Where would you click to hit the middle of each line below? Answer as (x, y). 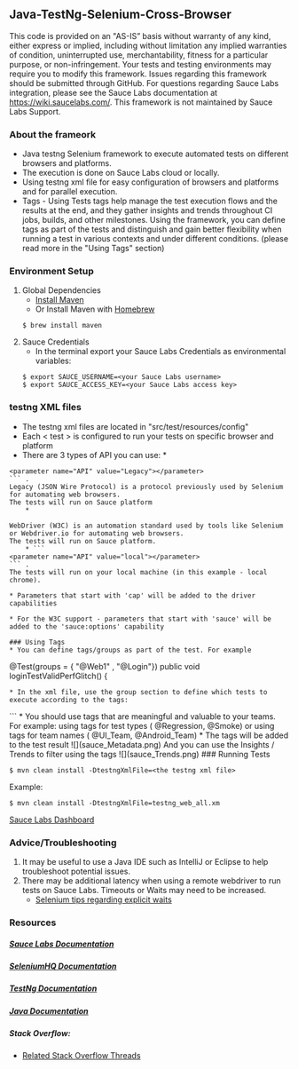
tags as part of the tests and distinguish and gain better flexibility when (152, 229)
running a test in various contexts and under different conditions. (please (155, 239)
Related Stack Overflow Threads (81, 1056)
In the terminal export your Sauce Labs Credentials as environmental (161, 352)
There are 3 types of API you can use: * (94, 455)
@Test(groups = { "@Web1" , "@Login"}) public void (105, 666)
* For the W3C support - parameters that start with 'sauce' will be (141, 619)
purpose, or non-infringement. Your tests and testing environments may (141, 64)
